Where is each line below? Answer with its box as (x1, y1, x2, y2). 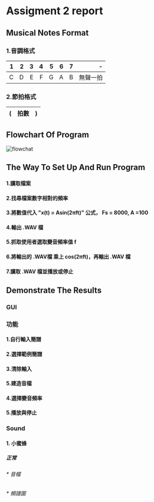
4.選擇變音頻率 (6, 394, 42, 401)
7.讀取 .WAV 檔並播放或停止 (6, 268, 74, 275)
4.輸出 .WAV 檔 (6, 223, 44, 231)
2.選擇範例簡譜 (6, 350, 42, 357)
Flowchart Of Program (6, 129, 90, 140)
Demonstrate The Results (6, 285, 102, 295)
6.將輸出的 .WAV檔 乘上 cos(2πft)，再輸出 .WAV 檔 (6, 253, 131, 260)
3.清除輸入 (6, 365, 32, 372)
